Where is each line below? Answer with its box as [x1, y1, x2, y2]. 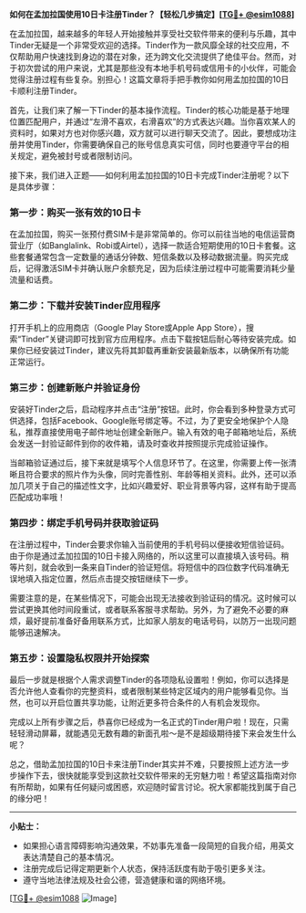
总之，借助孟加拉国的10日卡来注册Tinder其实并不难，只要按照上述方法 [9, 759, 274, 770]
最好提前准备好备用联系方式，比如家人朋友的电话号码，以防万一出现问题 [25, 615, 297, 626]
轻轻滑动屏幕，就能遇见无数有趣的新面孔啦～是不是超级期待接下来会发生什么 [9, 728, 297, 739]
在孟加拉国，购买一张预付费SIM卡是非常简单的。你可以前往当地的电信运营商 [9, 228, 296, 240]
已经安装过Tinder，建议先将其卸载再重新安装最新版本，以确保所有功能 [25, 344, 290, 355]
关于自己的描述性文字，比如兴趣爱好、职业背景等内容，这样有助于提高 [33, 479, 297, 491]
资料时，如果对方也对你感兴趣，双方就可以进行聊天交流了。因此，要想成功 [9, 128, 289, 138]
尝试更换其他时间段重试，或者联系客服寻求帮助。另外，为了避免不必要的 [9, 604, 280, 615]
